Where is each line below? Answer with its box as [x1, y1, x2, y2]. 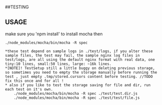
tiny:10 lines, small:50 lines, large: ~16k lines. [5, 61, 112, 66]
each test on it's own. [5, 87, 53, 91]
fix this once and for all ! [5, 78, 64, 83]
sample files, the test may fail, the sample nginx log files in [5, 53, 140, 58]
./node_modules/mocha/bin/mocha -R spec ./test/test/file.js [14, 95, 140, 100]
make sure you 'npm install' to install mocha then [5, 31, 103, 37]
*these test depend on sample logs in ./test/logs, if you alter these [5, 48, 153, 54]
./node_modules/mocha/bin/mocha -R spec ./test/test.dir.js [14, 91, 138, 96]
